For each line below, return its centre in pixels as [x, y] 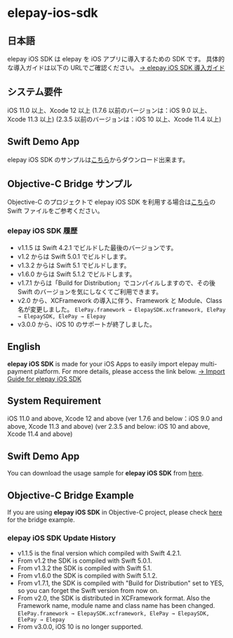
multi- [208, 363]
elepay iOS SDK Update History [62, 538]
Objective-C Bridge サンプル [69, 184]
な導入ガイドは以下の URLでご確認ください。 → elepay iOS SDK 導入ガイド [116, 68]
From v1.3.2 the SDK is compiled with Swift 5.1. [85, 568]
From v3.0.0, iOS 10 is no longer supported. [80, 627]
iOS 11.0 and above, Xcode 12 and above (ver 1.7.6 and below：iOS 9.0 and [115, 419]
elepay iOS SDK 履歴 [42, 231]
